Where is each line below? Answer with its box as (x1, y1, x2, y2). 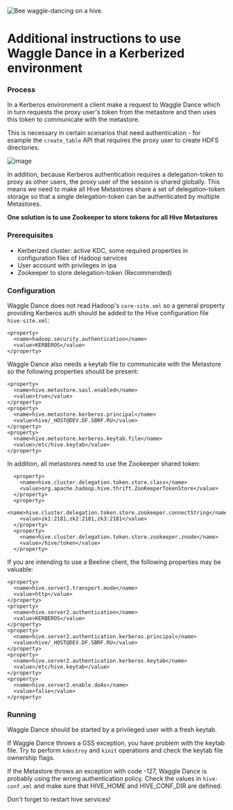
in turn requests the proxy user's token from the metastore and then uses (7, 108, 216, 116)
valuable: (7, 565, 33, 574)
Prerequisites (7, 231, 53, 240)
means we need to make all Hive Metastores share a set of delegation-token (7, 185, 225, 193)
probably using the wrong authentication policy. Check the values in (7, 775, 202, 783)
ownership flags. (7, 754, 55, 762)
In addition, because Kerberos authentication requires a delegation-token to (7, 170, 224, 179)
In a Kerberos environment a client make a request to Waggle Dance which (7, 100, 221, 109)
